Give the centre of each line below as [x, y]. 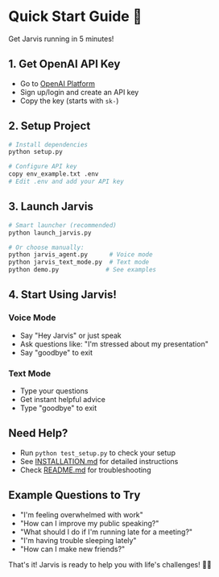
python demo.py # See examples [83, 270]
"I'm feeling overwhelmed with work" [81, 514]
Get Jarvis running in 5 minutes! [61, 39]
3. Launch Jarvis [51, 207]
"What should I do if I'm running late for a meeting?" [106, 532]
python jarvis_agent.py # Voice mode [81, 255]
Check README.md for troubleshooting [85, 470]
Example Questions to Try [74, 495]
